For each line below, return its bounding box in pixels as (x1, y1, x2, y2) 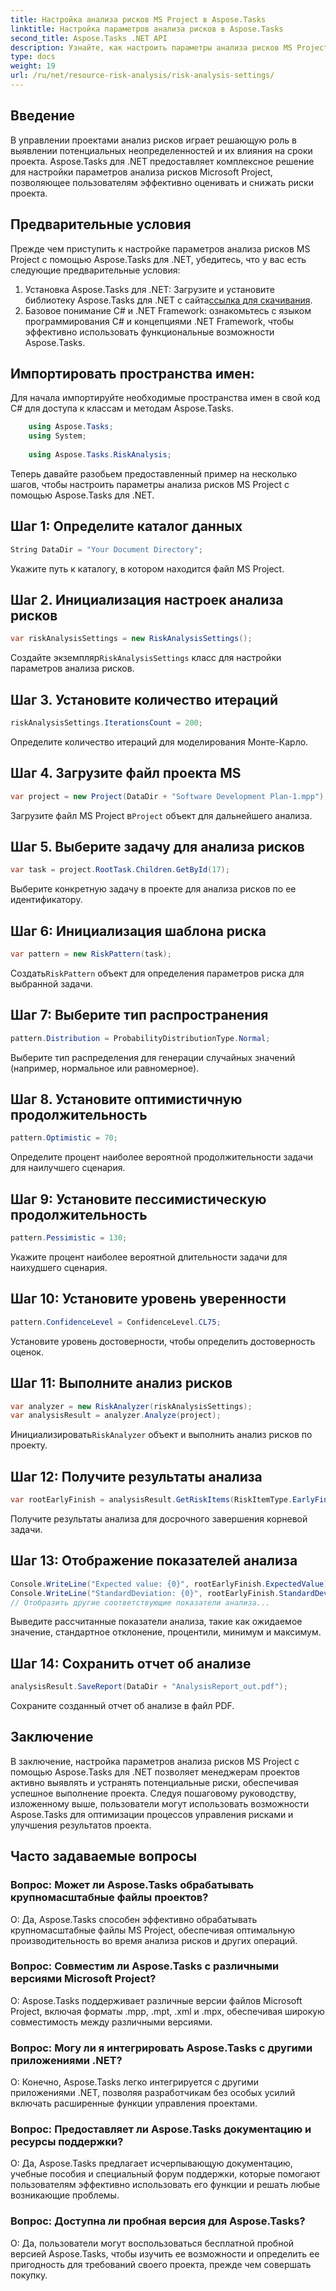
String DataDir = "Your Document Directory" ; (10, 544, 203, 555)
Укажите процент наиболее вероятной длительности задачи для (10, 1251, 288, 1263)
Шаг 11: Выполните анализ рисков (10, 1375, 233, 1392)
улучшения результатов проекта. (10, 1819, 152, 1831)
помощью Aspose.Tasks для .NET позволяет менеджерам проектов (10, 1766, 301, 1778)
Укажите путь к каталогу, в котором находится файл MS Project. (10, 562, 285, 575)
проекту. (10, 1439, 48, 1451)
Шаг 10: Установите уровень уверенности (10, 1291, 287, 1308)
